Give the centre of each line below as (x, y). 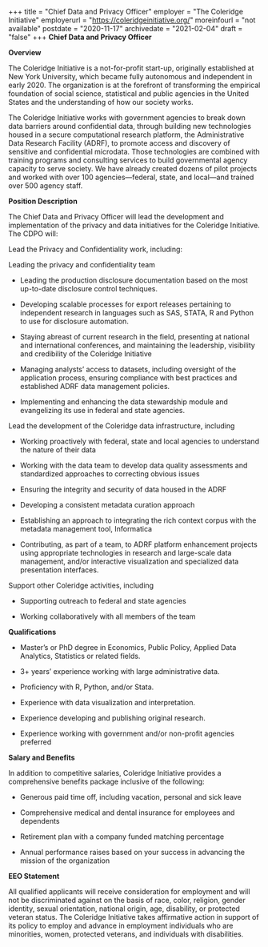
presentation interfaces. (59, 570)
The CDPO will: (33, 234)
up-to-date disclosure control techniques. (89, 289)
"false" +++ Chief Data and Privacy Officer (80, 37)
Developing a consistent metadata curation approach (107, 505)
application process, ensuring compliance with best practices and (128, 378)
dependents (40, 821)
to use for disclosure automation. (74, 321)
